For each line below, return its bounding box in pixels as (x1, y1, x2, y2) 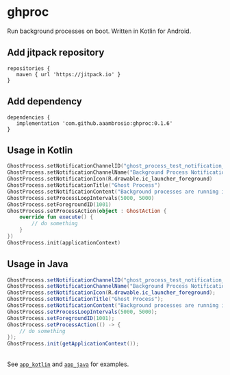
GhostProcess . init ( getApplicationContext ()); (7, 341, 139, 348)
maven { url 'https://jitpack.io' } (16, 71, 121, 78)
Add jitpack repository (7, 47, 105, 58)
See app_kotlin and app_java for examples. (7, 360, 129, 368)
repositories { (7, 65, 51, 72)
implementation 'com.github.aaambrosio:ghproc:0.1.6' (16, 120, 173, 127)
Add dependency (7, 95, 82, 107)
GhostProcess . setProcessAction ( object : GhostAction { (7, 207, 167, 214)
